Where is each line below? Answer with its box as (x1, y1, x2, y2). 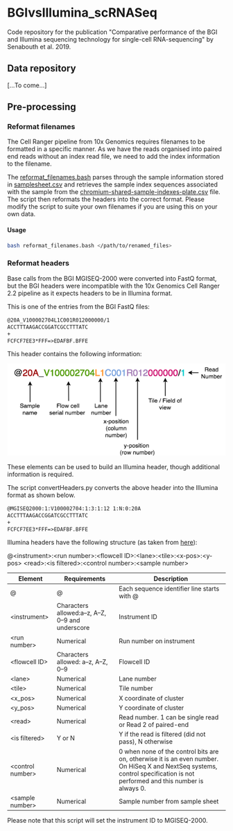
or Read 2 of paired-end (119, 721, 189, 729)
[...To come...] (7, 81, 47, 89)
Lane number (119, 674, 157, 683)
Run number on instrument (119, 637, 196, 645)
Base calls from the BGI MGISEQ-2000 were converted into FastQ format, (7, 274, 217, 282)
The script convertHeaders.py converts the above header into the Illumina (7, 484, 218, 492)
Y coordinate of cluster (119, 703, 184, 712)
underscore (56, 624, 90, 632)
